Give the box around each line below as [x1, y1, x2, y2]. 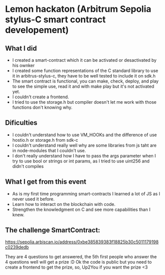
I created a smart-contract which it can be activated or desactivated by [12, 57, 157, 63]
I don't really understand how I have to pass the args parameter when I [12, 153, 156, 158]
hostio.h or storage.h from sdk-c [12, 137, 78, 143]
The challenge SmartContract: [5, 226, 100, 235]
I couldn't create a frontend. [12, 94, 69, 100]
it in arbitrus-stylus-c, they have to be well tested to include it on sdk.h [12, 73, 156, 79]
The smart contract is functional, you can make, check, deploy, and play [12, 78, 159, 84]
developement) [5, 25, 69, 36]
